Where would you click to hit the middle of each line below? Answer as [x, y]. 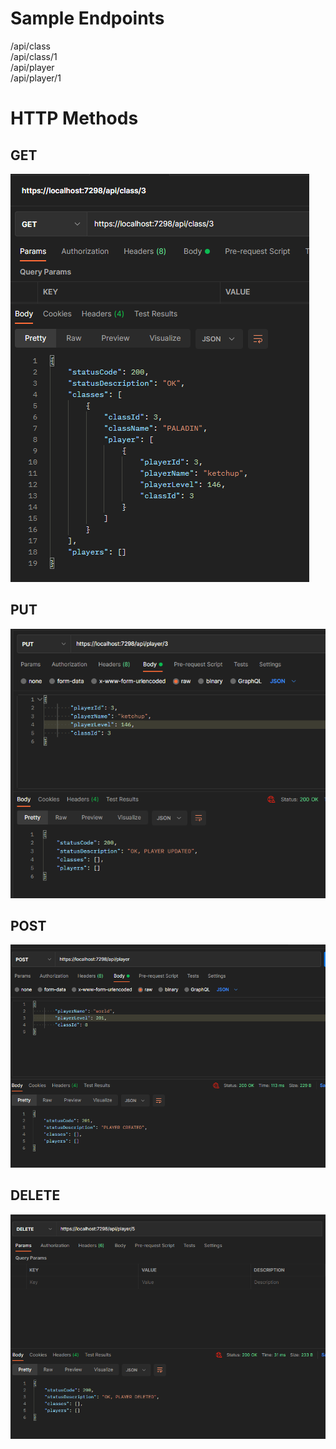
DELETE [35, 1195]
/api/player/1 [36, 78]
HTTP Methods [74, 118]
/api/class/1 [34, 56]
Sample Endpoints [87, 18]
